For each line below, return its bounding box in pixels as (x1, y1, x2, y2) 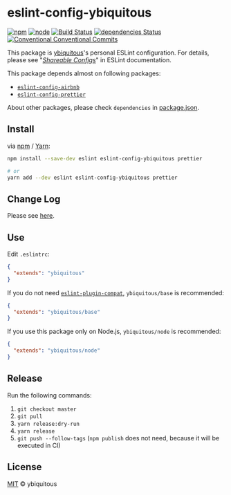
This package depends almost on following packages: (7, 69, 161, 77)
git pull (17, 413, 43, 420)
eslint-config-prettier (17, 91, 86, 98)
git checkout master (17, 406, 77, 413)
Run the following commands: (7, 391, 92, 399)
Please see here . (7, 212, 55, 220)
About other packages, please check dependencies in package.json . (7, 103, 199, 111)
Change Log (7, 193, 61, 205)
